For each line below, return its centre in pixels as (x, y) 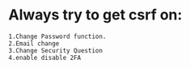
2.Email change (34, 43)
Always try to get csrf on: (95, 15)
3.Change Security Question (56, 50)
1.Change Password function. (57, 36)
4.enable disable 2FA (45, 57)
